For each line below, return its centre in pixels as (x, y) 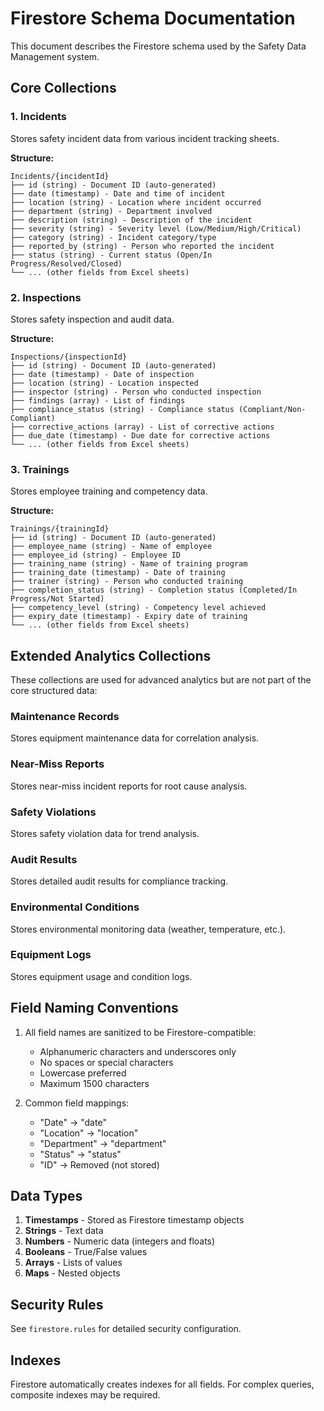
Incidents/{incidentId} (60, 176)
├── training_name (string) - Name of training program (129, 564)
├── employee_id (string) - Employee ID (96, 555)
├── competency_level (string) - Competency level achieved (138, 608)
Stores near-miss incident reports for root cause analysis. (129, 786)
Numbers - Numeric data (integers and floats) (120, 1241)
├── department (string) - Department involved (111, 211)
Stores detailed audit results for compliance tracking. (119, 881)
